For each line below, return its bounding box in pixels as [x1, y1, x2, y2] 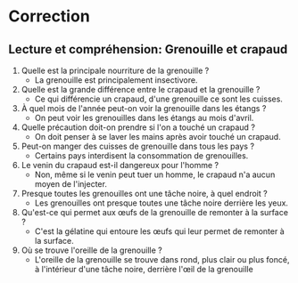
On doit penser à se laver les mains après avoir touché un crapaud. [34, 132, 282, 141]
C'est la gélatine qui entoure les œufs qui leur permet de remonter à [34, 226, 285, 237]
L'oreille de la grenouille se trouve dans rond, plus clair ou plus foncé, [34, 255, 290, 264]
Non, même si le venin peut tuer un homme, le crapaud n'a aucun [34, 169, 276, 180]
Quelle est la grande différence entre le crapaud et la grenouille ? [21, 85, 261, 94]
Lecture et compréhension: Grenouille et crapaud [8, 42, 288, 57]
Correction [8, 6, 90, 27]
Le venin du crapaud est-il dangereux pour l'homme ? [21, 160, 219, 170]
